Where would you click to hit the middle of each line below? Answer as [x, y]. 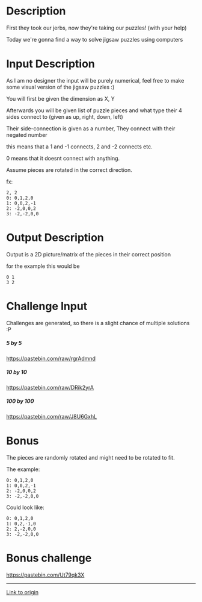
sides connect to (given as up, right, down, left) [65, 116]
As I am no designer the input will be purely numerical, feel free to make [95, 80]
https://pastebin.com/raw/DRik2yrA [50, 387]
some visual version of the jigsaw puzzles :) [60, 87]
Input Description [50, 64]
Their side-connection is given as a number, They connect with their [91, 128]
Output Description [55, 238]
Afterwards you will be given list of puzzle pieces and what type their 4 [94, 110]
